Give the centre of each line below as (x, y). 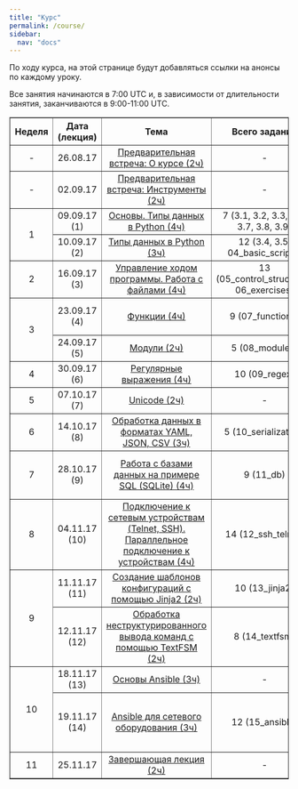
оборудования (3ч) (156, 728)
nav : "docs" (39, 42)
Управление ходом (156, 268)
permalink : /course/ (47, 26)
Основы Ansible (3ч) (157, 680)
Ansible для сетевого (157, 717)
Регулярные (157, 368)
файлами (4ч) (157, 290)
